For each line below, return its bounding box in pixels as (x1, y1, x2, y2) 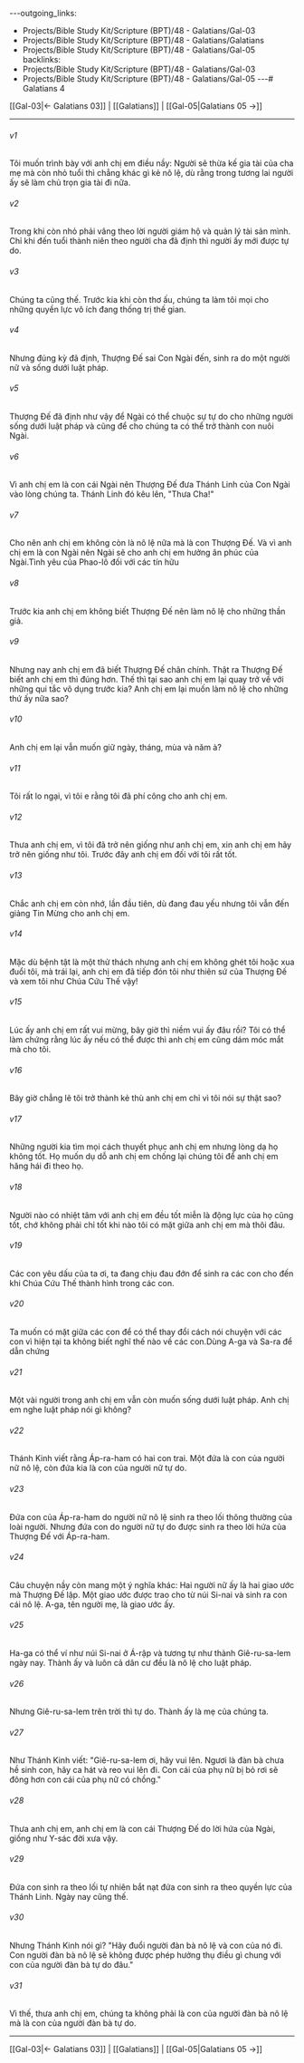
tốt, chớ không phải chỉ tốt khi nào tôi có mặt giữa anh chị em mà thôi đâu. (9, 1219, 286, 1230)
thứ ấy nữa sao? (9, 693, 70, 703)
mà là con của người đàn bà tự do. (9, 2018, 138, 2029)
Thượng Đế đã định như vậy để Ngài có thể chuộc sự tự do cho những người (9, 412, 294, 422)
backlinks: (22, 54, 62, 64)
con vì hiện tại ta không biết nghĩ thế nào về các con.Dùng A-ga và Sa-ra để (9, 1336, 293, 1347)
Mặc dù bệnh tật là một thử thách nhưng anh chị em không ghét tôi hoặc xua (9, 956, 295, 967)
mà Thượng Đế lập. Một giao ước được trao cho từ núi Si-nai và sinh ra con (9, 1589, 288, 1600)
